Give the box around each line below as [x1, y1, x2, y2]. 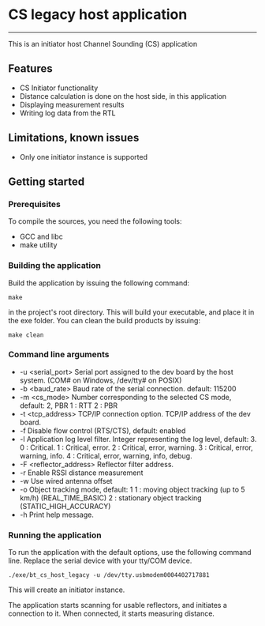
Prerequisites [8, 198, 61, 209]
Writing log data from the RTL [19, 108, 116, 118]
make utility [19, 240, 58, 250]
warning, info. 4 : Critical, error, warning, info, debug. [19, 451, 192, 460]
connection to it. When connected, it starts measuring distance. [8, 609, 215, 618]
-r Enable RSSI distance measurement [19, 468, 144, 477]
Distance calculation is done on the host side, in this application [19, 91, 227, 100]
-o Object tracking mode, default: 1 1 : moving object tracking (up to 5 [19, 485, 246, 494]
